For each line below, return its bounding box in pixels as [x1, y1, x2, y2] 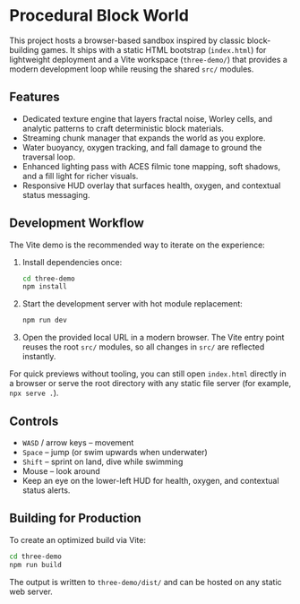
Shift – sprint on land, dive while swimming [21, 456, 184, 467]
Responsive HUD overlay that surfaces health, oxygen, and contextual [21, 180, 281, 191]
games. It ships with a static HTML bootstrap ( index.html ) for [40, 44, 267, 55]
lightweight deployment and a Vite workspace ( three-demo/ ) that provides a [9, 54, 288, 65]
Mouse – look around [21, 466, 100, 476]
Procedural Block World [9, 5, 190, 26]
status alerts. [21, 485, 71, 496]
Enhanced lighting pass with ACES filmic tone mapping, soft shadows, [21, 160, 281, 171]
